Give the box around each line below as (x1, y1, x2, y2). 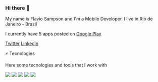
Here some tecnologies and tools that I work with (5, 62, 108, 68)
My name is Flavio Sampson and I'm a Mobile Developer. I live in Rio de (5, 16, 153, 22)
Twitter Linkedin (5, 40, 39, 46)
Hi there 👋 (5, 4, 30, 11)
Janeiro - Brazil (5, 21, 37, 27)
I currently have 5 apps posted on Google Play (5, 31, 102, 37)
